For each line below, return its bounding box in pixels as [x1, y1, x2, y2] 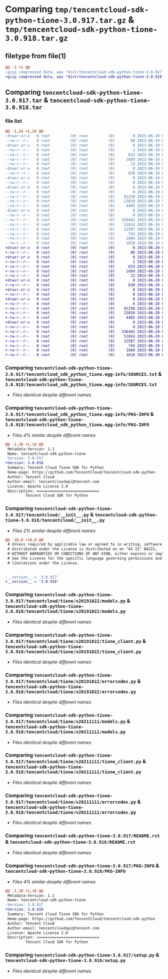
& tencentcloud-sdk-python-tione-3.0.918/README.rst [5, 838, 136, 845]
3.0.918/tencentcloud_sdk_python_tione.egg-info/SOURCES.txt [5, 382, 157, 388]
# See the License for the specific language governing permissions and [7, 556, 162, 561]
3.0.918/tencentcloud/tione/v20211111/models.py [5, 729, 126, 735]
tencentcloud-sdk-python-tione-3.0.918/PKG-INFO [5, 868, 126, 874]
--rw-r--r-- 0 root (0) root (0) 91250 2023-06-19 [5, 194, 160, 199]
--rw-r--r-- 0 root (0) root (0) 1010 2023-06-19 [5, 240, 160, 246]
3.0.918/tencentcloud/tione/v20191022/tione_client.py [5, 649, 141, 654]
